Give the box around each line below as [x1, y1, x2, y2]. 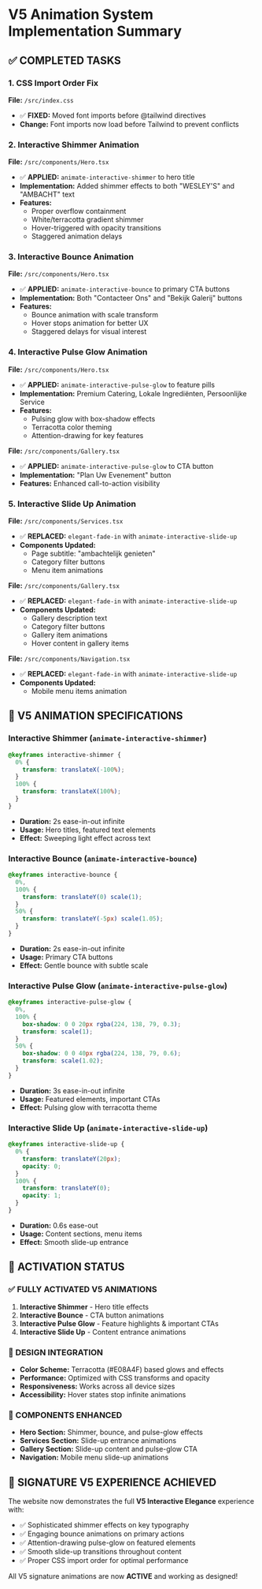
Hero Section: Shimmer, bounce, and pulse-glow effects [19, 1427, 203, 1437]
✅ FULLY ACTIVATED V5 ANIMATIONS [8, 1284, 157, 1295]
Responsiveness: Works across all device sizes [19, 1381, 175, 1391]
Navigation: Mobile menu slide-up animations [19, 1452, 169, 1462]
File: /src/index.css [8, 95, 74, 104]
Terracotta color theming [31, 422, 113, 432]
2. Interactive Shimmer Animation [8, 139, 139, 150]
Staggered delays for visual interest [31, 327, 147, 336]
